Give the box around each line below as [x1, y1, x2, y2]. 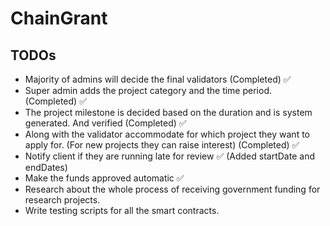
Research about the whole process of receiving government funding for [24, 183, 321, 195]
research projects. [24, 194, 101, 206]
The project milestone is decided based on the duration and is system [24, 107, 313, 118]
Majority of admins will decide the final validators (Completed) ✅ [24, 73, 292, 85]
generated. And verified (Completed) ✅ [24, 117, 187, 129]
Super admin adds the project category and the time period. [24, 85, 273, 96]
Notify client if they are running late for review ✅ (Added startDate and [24, 150, 315, 162]
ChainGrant [10, 7, 108, 30]
